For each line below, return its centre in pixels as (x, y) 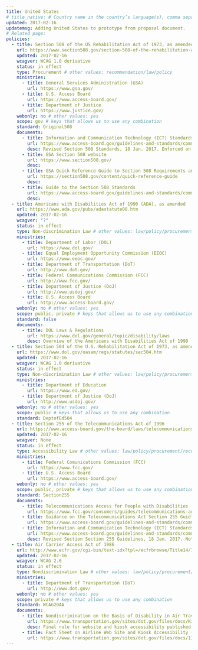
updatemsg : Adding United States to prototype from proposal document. (96, 28)
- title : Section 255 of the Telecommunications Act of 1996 (88, 424)
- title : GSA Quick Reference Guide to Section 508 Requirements (103, 171)
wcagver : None (34, 440)
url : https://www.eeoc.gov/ (62, 259)
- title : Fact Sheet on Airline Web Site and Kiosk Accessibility (105, 632)
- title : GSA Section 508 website (64, 154)
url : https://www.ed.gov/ (59, 391)
